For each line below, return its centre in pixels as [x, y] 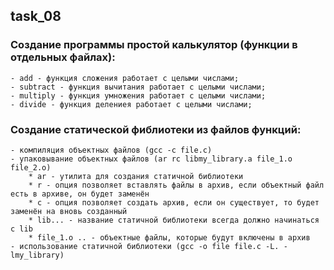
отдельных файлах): [63, 57]
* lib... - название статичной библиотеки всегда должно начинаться [174, 220]
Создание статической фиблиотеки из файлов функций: [156, 129]
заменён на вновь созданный [69, 211]
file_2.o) [31, 167]
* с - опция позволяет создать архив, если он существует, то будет [174, 202]
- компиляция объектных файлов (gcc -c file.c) [111, 150]
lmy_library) [37, 255]
